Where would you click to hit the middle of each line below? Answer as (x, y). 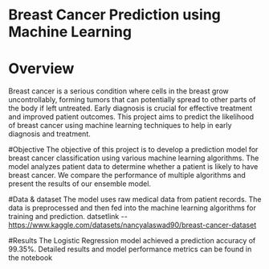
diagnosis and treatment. (49, 134)
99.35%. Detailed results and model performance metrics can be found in (130, 249)
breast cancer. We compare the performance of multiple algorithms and (127, 176)
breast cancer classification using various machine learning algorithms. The (134, 158)
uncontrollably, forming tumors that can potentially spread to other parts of (132, 100)
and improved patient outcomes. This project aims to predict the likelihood (131, 117)
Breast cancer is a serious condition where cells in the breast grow (118, 91)
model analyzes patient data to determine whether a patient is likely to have (133, 167)
